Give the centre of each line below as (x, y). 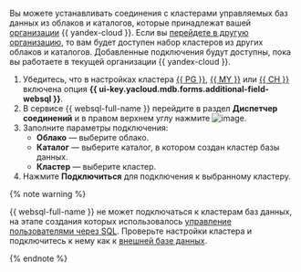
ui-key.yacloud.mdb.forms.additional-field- (184, 89)
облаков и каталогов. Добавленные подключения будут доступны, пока (150, 52)
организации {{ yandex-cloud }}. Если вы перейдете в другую (129, 32)
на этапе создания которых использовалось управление (121, 221)
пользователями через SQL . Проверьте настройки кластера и (131, 231)
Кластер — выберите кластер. (96, 167)
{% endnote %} (39, 258)
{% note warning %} (48, 194)
